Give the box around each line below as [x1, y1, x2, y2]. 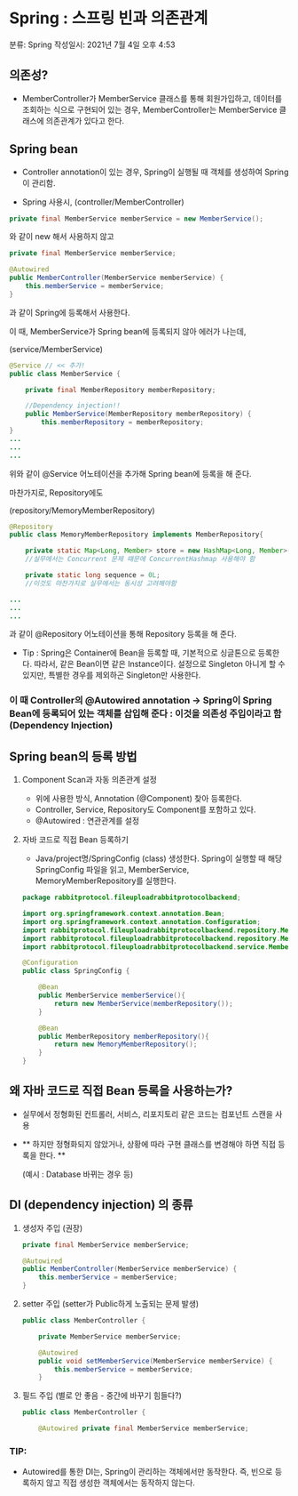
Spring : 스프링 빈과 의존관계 [9, 8, 208, 28]
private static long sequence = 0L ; [25, 571, 161, 580]
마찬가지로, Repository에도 [9, 487, 104, 498]
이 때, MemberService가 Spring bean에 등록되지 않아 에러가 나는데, [9, 326, 247, 336]
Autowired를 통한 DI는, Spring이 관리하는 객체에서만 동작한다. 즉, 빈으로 [21, 1467, 273, 1477]
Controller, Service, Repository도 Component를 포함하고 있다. [35, 804, 256, 815]
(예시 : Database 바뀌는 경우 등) [21, 1169, 134, 1179]
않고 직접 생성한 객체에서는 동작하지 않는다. [45, 1477, 195, 1488]
